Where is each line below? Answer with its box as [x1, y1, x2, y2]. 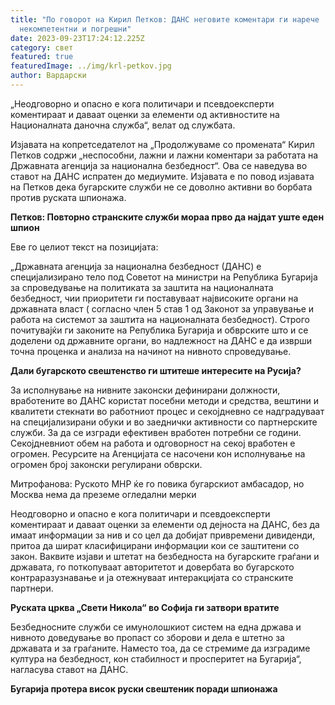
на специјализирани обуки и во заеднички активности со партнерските [10, 416, 318, 428]
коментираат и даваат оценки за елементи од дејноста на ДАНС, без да [10, 518, 320, 530]
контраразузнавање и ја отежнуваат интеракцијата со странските [10, 571, 294, 583]
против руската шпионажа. [10, 191, 127, 203]
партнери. [10, 582, 54, 594]
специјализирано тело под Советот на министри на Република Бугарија [10, 271, 318, 283]
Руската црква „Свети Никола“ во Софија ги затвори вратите [10, 601, 280, 613]
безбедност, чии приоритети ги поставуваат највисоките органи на [10, 292, 299, 304]
